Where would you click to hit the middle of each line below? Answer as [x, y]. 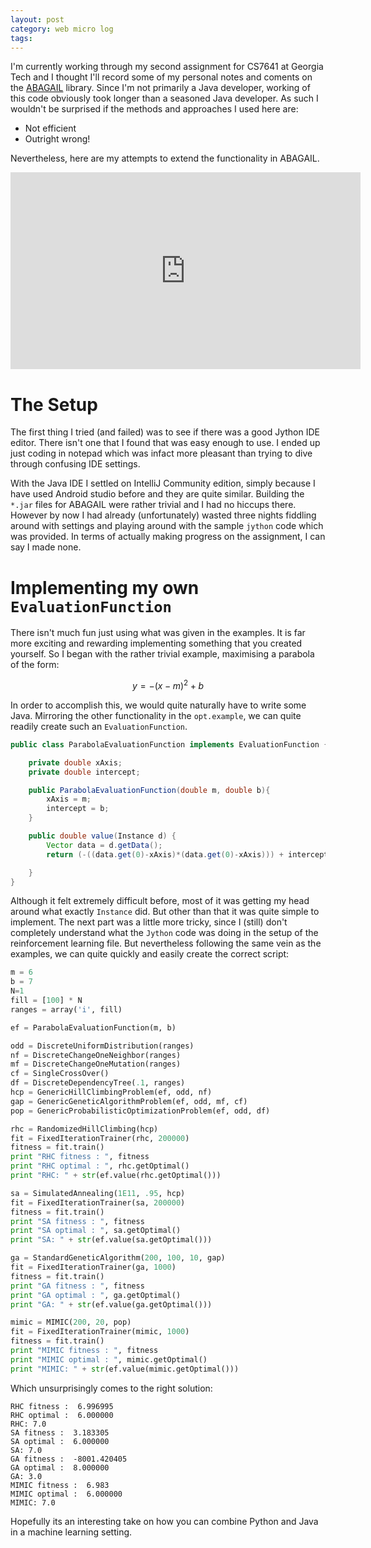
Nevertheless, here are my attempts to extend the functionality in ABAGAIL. [165, 158]
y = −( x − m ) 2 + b [168, 684]
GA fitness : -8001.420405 [69, 1459]
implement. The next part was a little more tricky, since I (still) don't [149, 922]
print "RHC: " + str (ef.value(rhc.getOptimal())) [116, 1176]
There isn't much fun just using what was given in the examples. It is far [158, 633]
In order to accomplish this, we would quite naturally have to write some [158, 705]
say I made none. [46, 547]
